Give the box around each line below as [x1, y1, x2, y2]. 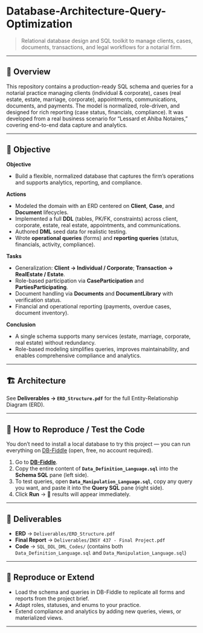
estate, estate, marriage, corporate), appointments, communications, [6, 96, 178, 103]
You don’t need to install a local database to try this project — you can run [6, 440, 190, 448]
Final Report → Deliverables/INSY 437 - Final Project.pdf [14, 536, 166, 544]
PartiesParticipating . [14, 283, 68, 291]
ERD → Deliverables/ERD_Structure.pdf [14, 530, 115, 537]
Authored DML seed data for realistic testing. [14, 228, 127, 235]
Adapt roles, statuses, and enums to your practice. [14, 601, 141, 608]
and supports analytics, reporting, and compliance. [14, 178, 143, 186]
